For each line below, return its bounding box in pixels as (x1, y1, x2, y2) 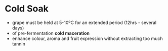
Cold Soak (5, 3, 49, 14)
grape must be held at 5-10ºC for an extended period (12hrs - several (12, 19, 157, 25)
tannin (12, 40, 26, 46)
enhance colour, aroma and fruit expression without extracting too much (12, 35, 163, 41)
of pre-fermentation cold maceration (12, 30, 90, 36)
